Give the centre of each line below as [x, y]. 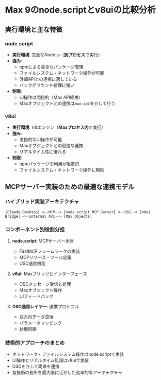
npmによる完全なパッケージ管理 [51, 67]
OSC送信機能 [32, 263]
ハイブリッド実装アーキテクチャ [42, 202]
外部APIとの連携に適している [48, 79]
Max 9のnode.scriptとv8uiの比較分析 [80, 10]
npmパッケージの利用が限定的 [49, 164]
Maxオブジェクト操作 [40, 290]
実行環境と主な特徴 [34, 29]
